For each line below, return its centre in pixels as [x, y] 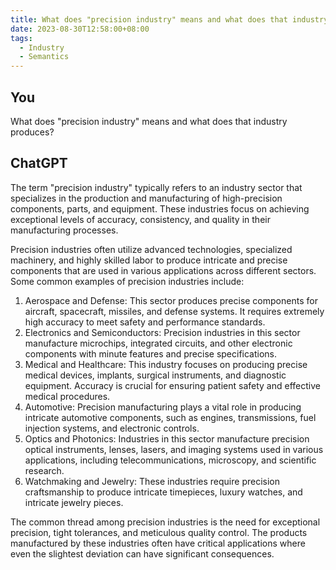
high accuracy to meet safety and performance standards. [145, 322]
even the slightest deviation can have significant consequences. [142, 553]
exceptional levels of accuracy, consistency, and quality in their [140, 219]
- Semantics [44, 57]
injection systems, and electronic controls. [112, 428]
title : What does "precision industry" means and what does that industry [169, 19]
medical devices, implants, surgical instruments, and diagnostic [155, 375]
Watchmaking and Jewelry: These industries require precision [152, 481]
